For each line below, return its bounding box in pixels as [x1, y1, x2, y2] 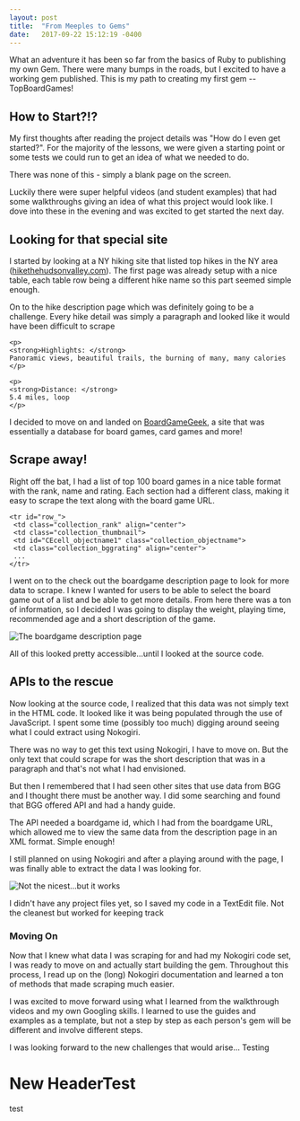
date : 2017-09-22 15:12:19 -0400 [9, 30, 142, 39]
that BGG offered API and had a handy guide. [9, 800, 176, 810]
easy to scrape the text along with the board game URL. [9, 495, 215, 505]
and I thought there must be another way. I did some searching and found [9, 790, 280, 801]
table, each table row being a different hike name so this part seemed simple [9, 275, 292, 285]
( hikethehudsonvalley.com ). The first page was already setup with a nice [9, 266, 278, 276]
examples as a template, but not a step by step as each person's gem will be [9, 1015, 292, 1026]
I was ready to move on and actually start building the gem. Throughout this [9, 959, 289, 970]
